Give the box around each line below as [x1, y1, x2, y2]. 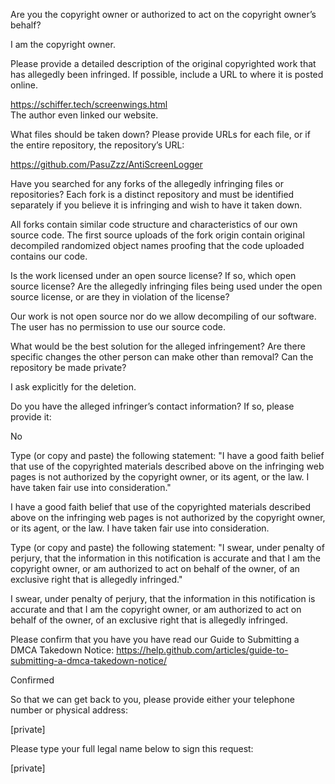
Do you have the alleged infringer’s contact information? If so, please [10, 400, 295, 412]
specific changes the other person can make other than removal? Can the [10, 351, 314, 363]
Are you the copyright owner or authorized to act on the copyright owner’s [10, 9, 317, 20]
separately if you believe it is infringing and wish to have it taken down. [10, 199, 303, 211]
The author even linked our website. [10, 109, 159, 121]
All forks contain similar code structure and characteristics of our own [10, 219, 298, 230]
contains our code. [10, 250, 88, 262]
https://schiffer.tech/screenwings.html [10, 99, 168, 110]
